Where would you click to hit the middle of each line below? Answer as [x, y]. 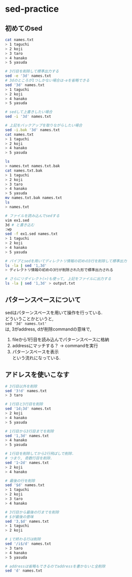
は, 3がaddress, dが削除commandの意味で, [48, 329]
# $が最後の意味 [19, 517]
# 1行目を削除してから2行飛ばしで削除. [40, 454]
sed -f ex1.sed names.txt [31, 234]
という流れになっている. [36, 357]
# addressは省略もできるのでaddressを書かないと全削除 [55, 566]
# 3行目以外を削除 [21, 386]
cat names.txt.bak [24, 170]
